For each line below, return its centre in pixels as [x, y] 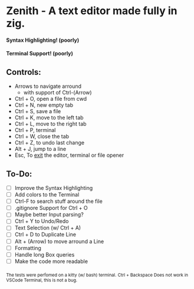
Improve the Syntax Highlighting [54, 188]
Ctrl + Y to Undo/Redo [42, 221]
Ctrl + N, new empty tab [44, 105]
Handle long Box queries [45, 254]
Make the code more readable [51, 261]
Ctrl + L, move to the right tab [50, 124]
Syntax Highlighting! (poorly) [43, 40]
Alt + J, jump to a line [40, 149]
